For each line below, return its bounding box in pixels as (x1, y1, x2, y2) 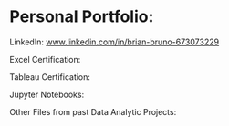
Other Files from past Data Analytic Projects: (9, 106, 177, 117)
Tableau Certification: (9, 71, 91, 82)
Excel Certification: (9, 53, 81, 64)
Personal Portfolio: (9, 6, 154, 27)
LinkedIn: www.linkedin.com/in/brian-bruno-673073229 (9, 36, 220, 47)
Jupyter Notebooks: (9, 89, 85, 100)
